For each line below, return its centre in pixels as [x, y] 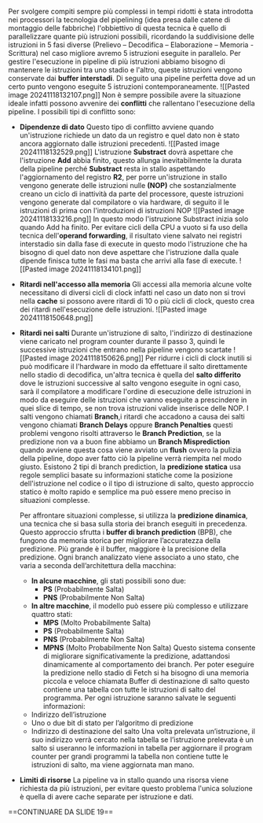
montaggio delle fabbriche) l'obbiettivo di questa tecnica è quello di [117, 28]
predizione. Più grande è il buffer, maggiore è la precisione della [122, 549]
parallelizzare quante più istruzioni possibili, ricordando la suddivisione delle [131, 36]
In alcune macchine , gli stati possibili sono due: [109, 581]
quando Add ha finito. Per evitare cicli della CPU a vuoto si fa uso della [133, 227]
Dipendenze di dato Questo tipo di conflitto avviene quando [117, 127]
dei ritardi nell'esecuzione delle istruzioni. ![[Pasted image [113, 309]
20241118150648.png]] [56, 317]
